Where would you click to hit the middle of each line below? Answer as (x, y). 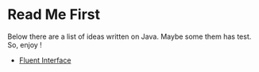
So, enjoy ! (25, 44)
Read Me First (54, 15)
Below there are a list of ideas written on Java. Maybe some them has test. (129, 36)
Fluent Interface (45, 60)
